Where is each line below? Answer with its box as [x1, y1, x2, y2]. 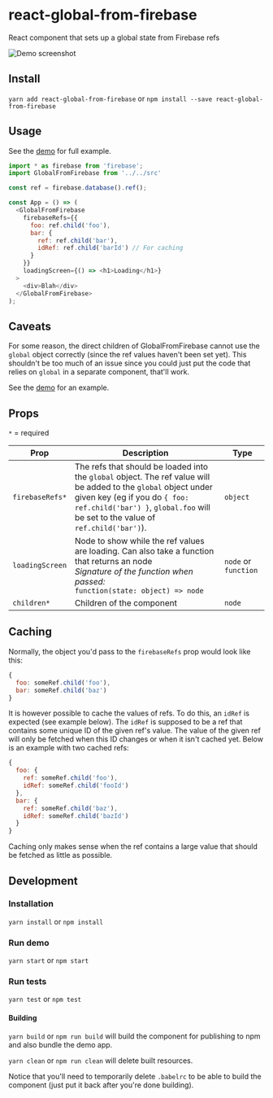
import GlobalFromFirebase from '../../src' [8, 169, 162, 177]
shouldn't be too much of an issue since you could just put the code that [8, 358, 251, 368]
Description [122, 448, 169, 459]
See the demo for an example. [8, 383, 110, 392]
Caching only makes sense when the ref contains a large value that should [8, 842, 258, 851]
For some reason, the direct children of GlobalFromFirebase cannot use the [8, 341, 260, 351]
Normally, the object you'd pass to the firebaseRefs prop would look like [8, 646, 251, 656]
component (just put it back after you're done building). [8, 1080, 194, 1090]
